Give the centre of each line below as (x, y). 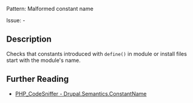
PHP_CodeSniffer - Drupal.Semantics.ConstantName (81, 93)
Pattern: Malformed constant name (50, 9)
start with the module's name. (43, 60)
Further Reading (38, 79)
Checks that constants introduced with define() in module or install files (96, 54)
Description (29, 39)
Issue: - (16, 20)
